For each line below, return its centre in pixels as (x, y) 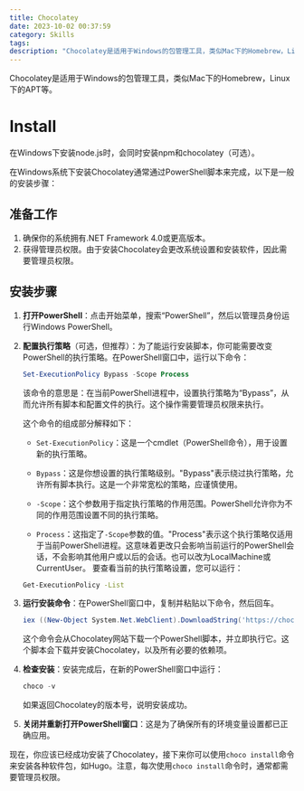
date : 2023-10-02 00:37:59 (60, 26)
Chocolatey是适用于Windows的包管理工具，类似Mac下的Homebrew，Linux (150, 79)
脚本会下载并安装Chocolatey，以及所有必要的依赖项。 (131, 650)
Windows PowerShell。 (74, 326)
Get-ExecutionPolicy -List (73, 585)
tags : (19, 43)
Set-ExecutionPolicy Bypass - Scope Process (106, 374)
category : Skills (42, 34)
